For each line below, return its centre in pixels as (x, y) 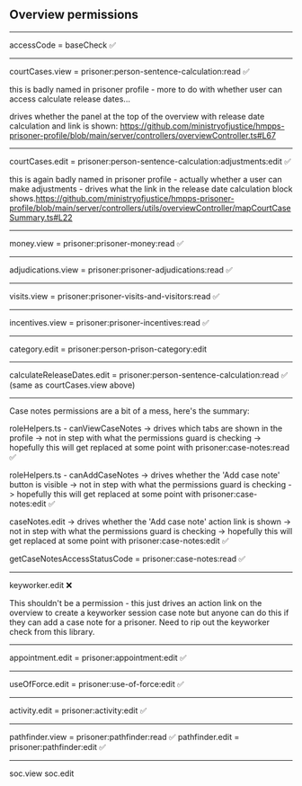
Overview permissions (74, 15)
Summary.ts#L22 (41, 217)
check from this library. (52, 631)
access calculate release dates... (70, 99)
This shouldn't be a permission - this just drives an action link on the (136, 603)
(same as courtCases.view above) (72, 385)
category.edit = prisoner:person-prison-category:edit (108, 349)
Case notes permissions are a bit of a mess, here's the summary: (129, 411)
